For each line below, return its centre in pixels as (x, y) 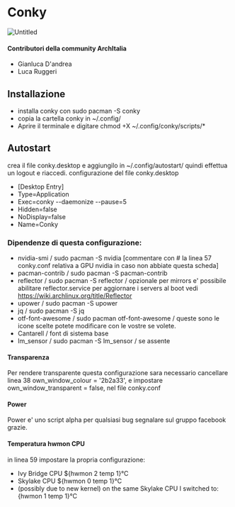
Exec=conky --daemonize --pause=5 (72, 201)
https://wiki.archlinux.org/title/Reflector (75, 296)
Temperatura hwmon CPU (46, 444)
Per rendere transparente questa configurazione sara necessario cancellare (118, 373)
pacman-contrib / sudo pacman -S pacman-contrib (92, 273)
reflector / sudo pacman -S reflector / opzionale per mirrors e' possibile (122, 281)
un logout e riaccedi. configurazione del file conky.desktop (93, 173)
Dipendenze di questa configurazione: (75, 243)
